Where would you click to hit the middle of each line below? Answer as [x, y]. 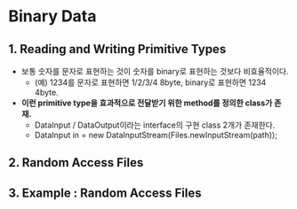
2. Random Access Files [76, 163]
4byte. [46, 92]
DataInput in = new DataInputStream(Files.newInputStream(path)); [156, 135]
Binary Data [52, 16]
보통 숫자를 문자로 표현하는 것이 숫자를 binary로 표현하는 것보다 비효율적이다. [155, 71]
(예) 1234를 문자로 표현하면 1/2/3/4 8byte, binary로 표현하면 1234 [150, 82]
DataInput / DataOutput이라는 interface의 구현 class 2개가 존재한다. [155, 125]
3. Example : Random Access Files [105, 193]
